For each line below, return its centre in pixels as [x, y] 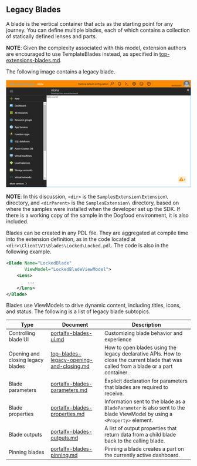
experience [118, 340]
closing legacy [26, 360]
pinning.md [64, 455]
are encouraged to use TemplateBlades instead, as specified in [82, 54]
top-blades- [66, 354]
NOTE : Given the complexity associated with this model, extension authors [96, 48]
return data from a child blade [140, 435]
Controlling [22, 333]
